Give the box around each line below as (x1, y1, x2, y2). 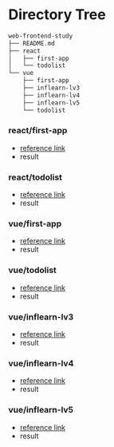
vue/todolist (8, 265, 57, 276)
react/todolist (8, 172, 62, 183)
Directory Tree (8, 6, 106, 24)
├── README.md (8, 39, 56, 47)
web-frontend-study (8, 32, 73, 40)
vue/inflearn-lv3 (8, 311, 74, 322)
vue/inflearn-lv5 (8, 405, 74, 416)
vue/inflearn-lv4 (8, 358, 74, 369)
